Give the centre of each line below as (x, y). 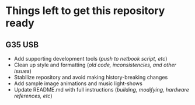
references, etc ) (33, 96)
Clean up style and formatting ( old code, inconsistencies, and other (95, 65)
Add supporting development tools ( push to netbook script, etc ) (90, 59)
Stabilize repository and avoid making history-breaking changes (91, 77)
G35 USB (22, 45)
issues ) (22, 71)
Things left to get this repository (85, 11)
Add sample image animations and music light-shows (78, 83)
